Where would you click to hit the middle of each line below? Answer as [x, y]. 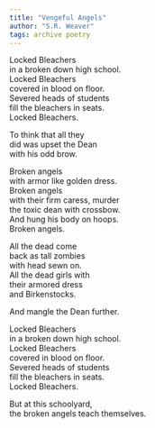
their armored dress [46, 285]
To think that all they [47, 135]
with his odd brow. [44, 154]
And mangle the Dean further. [64, 312]
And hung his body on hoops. [64, 219]
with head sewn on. [46, 266]
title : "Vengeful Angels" [58, 18]
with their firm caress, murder [64, 200]
